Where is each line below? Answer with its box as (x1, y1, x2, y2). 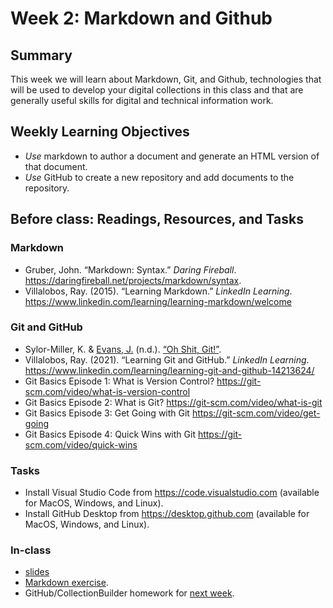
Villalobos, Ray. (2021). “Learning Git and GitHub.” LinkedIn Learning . (24, 353, 310, 366)
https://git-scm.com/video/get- (191, 407, 321, 419)
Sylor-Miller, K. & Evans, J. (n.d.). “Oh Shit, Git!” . (24, 343, 222, 355)
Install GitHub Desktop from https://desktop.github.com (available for (24, 508, 310, 520)
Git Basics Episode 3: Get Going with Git (24, 407, 190, 419)
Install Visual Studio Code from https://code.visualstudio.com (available (24, 487, 320, 499)
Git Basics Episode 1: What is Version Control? (24, 375, 215, 387)
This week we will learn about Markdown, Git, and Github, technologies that (10, 73, 322, 85)
